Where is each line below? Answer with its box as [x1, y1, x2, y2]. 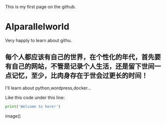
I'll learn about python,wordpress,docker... [5, 85, 91, 91]
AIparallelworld [5, 21, 70, 33]
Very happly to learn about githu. [5, 37, 72, 43]
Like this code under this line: [5, 94, 65, 100]
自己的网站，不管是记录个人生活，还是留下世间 [11, 62, 155, 71]
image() [5, 113, 21, 119]
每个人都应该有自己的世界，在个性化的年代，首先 [5, 53, 155, 61]
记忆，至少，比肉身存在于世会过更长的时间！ [11, 72, 148, 80]
